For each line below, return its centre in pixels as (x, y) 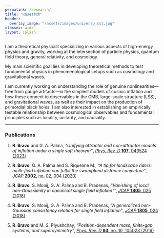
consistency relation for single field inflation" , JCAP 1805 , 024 (95, 211)
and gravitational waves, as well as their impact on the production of (74, 102)
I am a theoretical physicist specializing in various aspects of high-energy (79, 46)
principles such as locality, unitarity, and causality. (56, 118)
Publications (20, 134)
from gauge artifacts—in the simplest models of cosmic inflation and (83, 92)
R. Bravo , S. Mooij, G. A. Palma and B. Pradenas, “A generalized (76, 205)
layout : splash (20, 32)
